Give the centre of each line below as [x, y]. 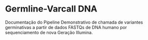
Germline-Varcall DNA [51, 9]
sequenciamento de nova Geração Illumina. [49, 32]
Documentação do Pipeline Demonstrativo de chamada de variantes [74, 22]
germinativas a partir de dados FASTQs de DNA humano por [66, 27]
